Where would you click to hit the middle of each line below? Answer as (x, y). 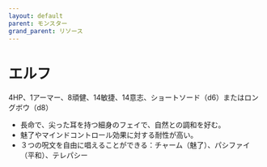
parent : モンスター (38, 24)
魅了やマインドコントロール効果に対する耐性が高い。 (109, 135)
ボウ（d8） (34, 108)
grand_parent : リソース (46, 31)
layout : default (36, 16)
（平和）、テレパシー (54, 156)
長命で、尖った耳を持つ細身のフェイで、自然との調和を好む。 (123, 125)
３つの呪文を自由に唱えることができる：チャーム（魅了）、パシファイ (135, 145)
